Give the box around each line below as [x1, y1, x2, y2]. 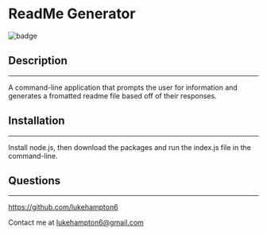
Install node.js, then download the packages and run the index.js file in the [8, 142, 252, 152]
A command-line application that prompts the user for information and [8, 83, 238, 92]
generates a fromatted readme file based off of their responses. [8, 91, 217, 100]
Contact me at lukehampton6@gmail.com [8, 218, 145, 227]
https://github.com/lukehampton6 [8, 202, 118, 212]
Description [8, 54, 68, 67]
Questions [8, 174, 61, 187]
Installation [8, 114, 65, 128]
